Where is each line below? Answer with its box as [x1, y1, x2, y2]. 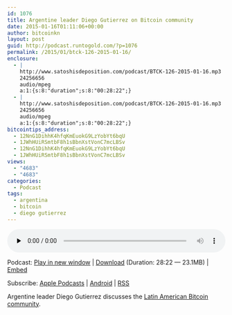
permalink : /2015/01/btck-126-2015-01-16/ [7, 49, 132, 56]
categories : [7, 177, 42, 184]
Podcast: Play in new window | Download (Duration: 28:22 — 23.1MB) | [7, 258, 209, 267]
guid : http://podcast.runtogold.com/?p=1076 [7, 42, 138, 49]
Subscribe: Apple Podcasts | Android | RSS [7, 278, 130, 287]
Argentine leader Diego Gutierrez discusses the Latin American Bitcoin [7, 292, 209, 300]
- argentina [13, 197, 48, 204]
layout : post [7, 36, 45, 43]
